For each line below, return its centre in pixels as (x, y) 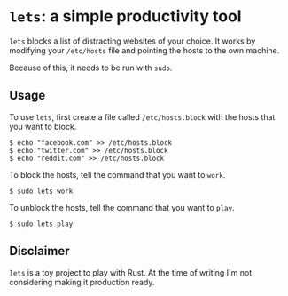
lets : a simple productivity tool (125, 16)
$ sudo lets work (41, 191)
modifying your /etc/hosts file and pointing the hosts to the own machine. (144, 50)
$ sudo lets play (41, 224)
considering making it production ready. (82, 282)
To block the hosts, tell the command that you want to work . (117, 174)
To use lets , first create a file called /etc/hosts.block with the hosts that (142, 116)
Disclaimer (39, 251)
